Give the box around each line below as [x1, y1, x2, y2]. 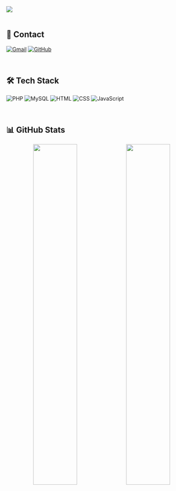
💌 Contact [6, 30, 45, 40]
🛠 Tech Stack [6, 76, 59, 86]
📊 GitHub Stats [6, 125, 65, 135]
